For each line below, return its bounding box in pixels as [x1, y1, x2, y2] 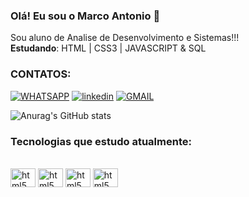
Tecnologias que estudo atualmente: [10, 134, 192, 148]
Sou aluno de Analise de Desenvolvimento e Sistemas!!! [10, 32, 240, 44]
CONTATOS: [10, 67, 72, 81]
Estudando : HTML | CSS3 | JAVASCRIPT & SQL [10, 42, 207, 54]
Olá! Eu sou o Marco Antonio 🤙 [10, 9, 161, 23]
